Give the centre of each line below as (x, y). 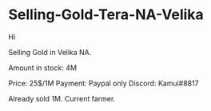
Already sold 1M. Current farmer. (62, 98)
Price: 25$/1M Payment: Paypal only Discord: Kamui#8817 (104, 83)
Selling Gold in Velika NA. (50, 52)
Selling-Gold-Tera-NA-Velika (106, 15)
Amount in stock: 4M (43, 67)
